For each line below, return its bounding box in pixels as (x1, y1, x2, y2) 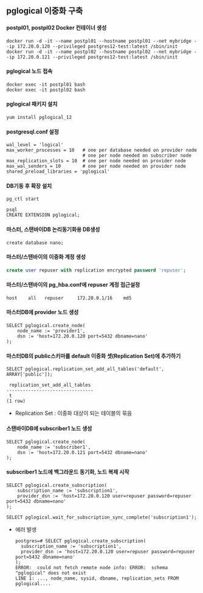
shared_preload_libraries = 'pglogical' (6, 168, 111, 175)
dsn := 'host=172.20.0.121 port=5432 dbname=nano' (17, 449, 148, 456)
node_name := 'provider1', (17, 328, 86, 334)
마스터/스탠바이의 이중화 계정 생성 (6, 253, 86, 261)
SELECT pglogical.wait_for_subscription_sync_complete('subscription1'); (6, 514, 198, 520)
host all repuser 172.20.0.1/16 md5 (6, 295, 132, 301)
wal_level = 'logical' (6, 142, 64, 148)
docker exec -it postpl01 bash (6, 81, 86, 87)
